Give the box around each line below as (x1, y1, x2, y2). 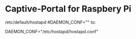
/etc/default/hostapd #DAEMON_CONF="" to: (5, 19, 96, 25)
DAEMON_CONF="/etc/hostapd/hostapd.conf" (5, 28, 99, 34)
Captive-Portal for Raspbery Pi (5, 3, 132, 14)
